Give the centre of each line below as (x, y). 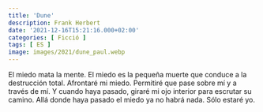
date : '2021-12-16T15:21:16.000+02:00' (74, 30)
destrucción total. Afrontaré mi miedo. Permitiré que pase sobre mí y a (122, 83)
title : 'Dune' (32, 15)
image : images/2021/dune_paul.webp (67, 52)
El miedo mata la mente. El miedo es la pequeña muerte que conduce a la (128, 75)
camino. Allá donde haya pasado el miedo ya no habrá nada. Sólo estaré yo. (131, 100)
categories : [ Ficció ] (47, 37)
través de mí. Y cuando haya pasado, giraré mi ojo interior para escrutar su (130, 91)
